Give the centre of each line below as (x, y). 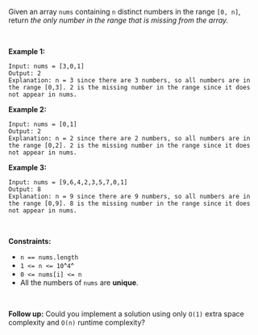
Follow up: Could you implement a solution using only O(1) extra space (126, 314)
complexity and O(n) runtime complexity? (77, 322)
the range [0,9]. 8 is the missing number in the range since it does (129, 203)
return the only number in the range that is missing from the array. (119, 20)
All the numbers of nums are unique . (79, 283)
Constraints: (30, 241)
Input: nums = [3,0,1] (46, 66)
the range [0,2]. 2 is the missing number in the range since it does (129, 145)
